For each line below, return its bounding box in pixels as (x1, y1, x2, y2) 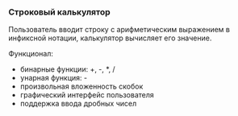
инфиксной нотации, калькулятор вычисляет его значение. (8, 33, 212, 43)
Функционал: (8, 49, 54, 59)
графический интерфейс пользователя (19, 90, 155, 100)
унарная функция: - (19, 73, 87, 83)
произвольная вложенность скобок (19, 81, 144, 91)
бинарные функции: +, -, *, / (19, 64, 115, 74)
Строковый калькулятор (8, 6, 111, 18)
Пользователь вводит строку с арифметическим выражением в (8, 25, 230, 35)
